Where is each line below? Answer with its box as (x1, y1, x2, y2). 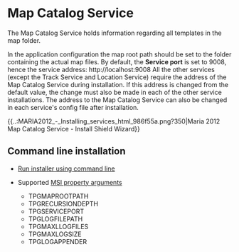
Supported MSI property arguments (17, 178, 122, 186)
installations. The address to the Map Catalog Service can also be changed (7, 95, 228, 104)
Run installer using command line (17, 164, 115, 173)
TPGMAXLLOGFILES (28, 222, 89, 231)
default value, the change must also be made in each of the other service (7, 88, 222, 96)
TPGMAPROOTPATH (28, 191, 89, 201)
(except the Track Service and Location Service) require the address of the (7, 73, 227, 81)
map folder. (7, 36, 41, 44)
